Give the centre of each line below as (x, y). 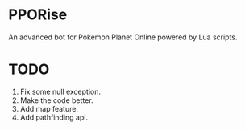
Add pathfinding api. (54, 117)
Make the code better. (57, 100)
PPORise (38, 15)
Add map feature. (49, 108)
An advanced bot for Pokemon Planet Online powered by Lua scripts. (123, 37)
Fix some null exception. (60, 91)
